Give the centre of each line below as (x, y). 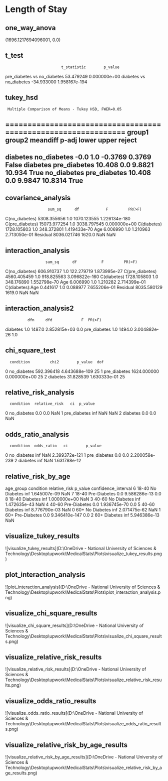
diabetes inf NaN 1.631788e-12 (50, 461)
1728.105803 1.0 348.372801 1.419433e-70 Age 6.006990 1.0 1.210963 (78, 229)
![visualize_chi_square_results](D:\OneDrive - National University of (74, 625)
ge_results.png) (21, 773)
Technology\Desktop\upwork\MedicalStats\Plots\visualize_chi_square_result (83, 636)
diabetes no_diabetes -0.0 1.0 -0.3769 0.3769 (78, 157)
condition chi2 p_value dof (57, 362)
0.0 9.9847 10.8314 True (44, 181)
